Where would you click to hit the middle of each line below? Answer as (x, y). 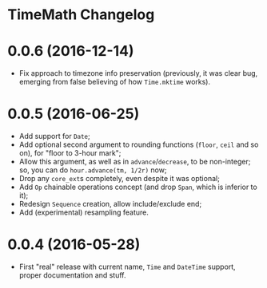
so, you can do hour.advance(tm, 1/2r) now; (93, 170)
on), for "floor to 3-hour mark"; (70, 153)
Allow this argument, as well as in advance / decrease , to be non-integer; (135, 162)
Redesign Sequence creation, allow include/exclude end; (110, 204)
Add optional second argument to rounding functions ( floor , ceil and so (139, 144)
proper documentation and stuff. (72, 275)
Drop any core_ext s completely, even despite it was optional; (120, 179)
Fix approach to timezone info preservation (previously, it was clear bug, (138, 73)
